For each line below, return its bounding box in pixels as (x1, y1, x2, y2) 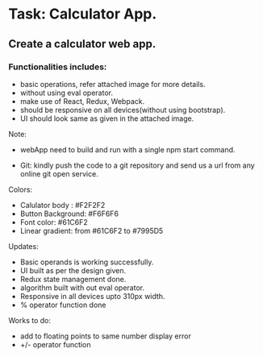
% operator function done (19, 300, 106, 309)
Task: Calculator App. (8, 5, 157, 23)
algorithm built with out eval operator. (19, 283, 145, 293)
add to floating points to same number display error (19, 331, 191, 341)
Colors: (8, 185, 33, 194)
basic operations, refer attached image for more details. (19, 79, 206, 89)
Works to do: (8, 315, 51, 325)
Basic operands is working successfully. (19, 257, 154, 267)
